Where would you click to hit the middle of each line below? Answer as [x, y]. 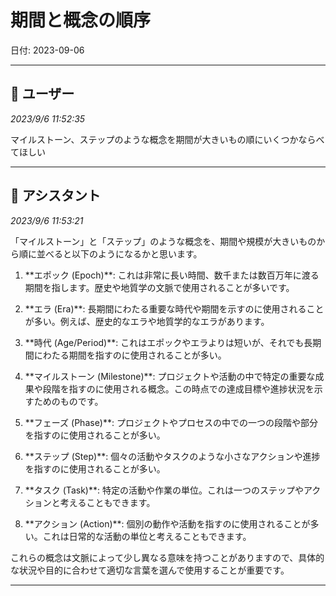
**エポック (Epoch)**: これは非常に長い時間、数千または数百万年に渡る [172, 275]
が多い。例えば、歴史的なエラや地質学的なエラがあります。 [147, 321]
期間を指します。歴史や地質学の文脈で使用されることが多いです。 [159, 287]
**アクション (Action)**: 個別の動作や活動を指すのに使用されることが [167, 523]
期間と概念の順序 [81, 20]
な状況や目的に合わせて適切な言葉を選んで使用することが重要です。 [150, 570]
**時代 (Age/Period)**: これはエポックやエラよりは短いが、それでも [164, 342]
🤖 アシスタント [55, 196]
